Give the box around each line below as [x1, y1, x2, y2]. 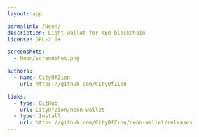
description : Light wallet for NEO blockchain [7, 29, 146, 36]
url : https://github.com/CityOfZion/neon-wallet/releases [20, 120, 193, 127]
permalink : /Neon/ [7, 22, 61, 30]
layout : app [7, 10, 42, 17]
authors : [7, 68, 33, 75]
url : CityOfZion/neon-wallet [20, 106, 105, 113]
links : [7, 93, 27, 100]
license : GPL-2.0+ [7, 36, 61, 43]
